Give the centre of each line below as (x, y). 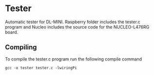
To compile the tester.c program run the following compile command (74, 59)
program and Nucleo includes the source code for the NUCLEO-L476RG (77, 27)
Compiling (21, 47)
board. (12, 32)
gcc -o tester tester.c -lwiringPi (41, 68)
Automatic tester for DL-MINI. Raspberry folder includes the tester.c (73, 22)
